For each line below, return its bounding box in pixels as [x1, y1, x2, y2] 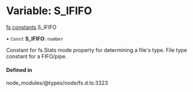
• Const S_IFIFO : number [6, 35, 63, 42]
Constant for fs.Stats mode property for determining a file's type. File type [6, 46, 188, 54]
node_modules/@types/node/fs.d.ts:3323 [6, 80, 108, 87]
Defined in [6, 66, 33, 73]
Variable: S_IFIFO [6, 4, 92, 18]
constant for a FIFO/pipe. [6, 52, 67, 60]
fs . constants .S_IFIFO [6, 24, 57, 31]
